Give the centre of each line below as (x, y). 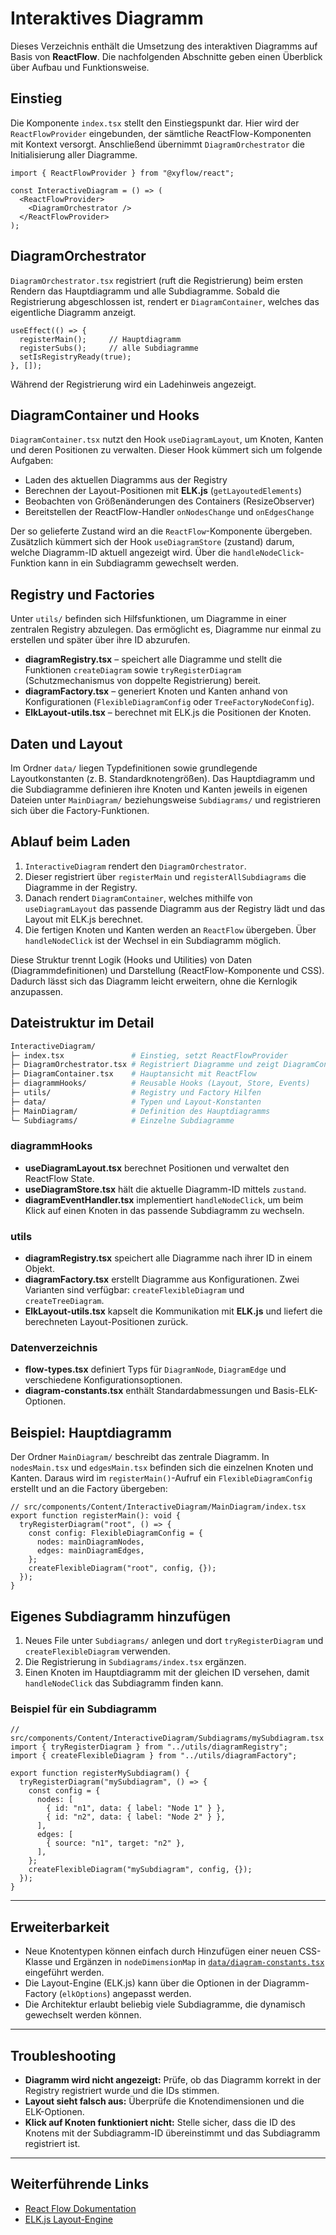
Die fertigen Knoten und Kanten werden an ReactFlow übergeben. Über (170, 929)
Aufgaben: (32, 461)
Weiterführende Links (80, 2184)
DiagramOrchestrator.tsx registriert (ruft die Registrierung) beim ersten (156, 280)
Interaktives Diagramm (107, 18)
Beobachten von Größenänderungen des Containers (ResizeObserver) (169, 501)
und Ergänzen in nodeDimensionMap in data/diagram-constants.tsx (189, 1962)
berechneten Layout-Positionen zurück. (106, 1322)
